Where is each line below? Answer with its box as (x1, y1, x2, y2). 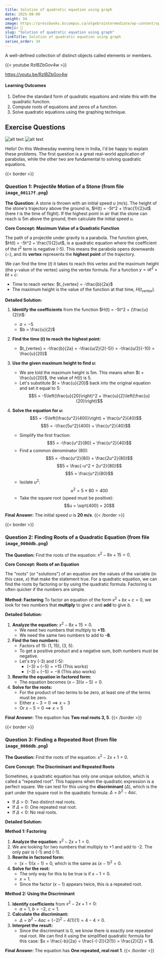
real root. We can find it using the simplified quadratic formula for (19, 933, 151, 938)
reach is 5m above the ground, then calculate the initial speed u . (5, 216, 134, 222)
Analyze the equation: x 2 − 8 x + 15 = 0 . (12, 621, 93, 628)
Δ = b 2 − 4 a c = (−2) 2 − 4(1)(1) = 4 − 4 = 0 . (19, 916, 105, 923)
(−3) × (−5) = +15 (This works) (26, 663, 88, 669)
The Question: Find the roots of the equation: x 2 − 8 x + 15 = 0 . (5, 551, 131, 558)
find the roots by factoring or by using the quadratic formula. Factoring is (5, 581, 152, 587)
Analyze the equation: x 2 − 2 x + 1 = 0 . (12, 838, 90, 844)
